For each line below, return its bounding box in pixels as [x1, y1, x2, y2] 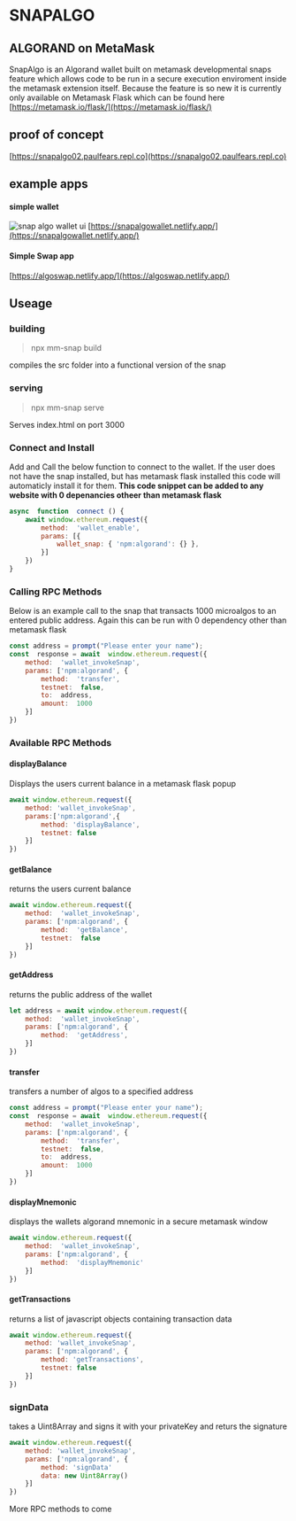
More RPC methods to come [9, 1503, 112, 1515]
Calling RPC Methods [9, 586, 102, 598]
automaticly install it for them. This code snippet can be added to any [9, 480, 264, 491]
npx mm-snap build [30, 343, 102, 353]
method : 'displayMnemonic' [41, 1258, 144, 1267]
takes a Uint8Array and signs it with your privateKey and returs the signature [9, 1421, 288, 1432]
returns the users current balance [9, 883, 132, 895]
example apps [9, 176, 88, 191]
